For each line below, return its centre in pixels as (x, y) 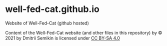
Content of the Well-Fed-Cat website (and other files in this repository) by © (84, 32)
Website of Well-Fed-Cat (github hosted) (47, 23)
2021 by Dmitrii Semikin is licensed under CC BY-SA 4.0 (62, 38)
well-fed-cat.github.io (52, 9)
